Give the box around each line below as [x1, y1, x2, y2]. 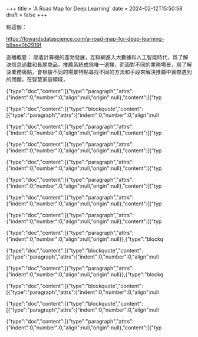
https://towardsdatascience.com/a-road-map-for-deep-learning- [6, 35, 164, 42]
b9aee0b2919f [6, 41, 42, 48]
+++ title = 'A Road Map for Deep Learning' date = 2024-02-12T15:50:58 [6, 5, 183, 12]
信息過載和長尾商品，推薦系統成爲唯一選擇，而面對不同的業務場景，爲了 [11, 61, 187, 68]
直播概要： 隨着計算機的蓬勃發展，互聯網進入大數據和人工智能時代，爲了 [6, 54, 183, 61]
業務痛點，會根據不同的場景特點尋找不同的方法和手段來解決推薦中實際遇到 [11, 68, 192, 76]
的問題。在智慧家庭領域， [6, 76, 68, 83]
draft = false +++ [6, 11, 48, 18]
